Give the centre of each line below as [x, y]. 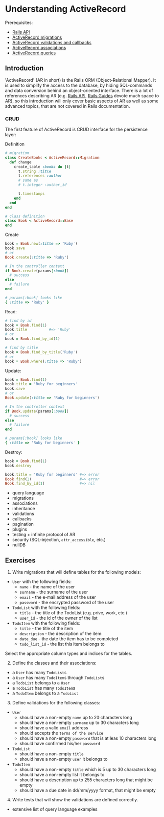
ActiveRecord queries [34, 53]
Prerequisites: [19, 23]
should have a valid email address [54, 728]
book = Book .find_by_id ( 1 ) [33, 339]
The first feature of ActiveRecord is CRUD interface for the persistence [76, 129]
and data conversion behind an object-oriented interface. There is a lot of [79, 90]
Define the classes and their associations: [54, 663]
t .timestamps [31, 194]
